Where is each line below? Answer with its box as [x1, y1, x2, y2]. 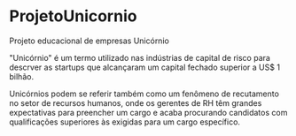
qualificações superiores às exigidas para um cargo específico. [9, 117, 241, 127]
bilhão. [9, 71, 34, 81]
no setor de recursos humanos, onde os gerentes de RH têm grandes [9, 97, 262, 108]
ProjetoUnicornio [9, 6, 137, 26]
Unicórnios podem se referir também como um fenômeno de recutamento [9, 88, 279, 99]
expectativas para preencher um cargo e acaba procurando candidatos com [9, 107, 288, 117]
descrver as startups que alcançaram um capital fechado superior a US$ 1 [9, 62, 281, 72]
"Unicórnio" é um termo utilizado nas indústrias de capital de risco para [9, 52, 270, 63]
